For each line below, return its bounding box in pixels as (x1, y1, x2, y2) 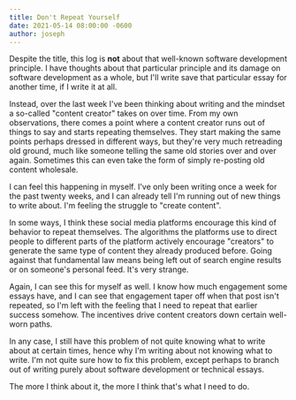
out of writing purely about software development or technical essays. (9, 364, 265, 375)
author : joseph (9, 29, 65, 38)
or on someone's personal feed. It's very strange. (9, 264, 189, 275)
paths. (29, 319, 53, 329)
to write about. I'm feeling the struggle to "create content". (9, 200, 222, 211)
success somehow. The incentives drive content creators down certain (9, 310, 268, 321)
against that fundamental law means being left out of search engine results (9, 255, 282, 266)
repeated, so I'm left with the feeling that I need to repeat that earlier (9, 300, 258, 311)
